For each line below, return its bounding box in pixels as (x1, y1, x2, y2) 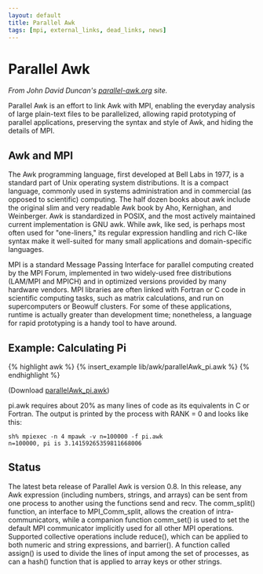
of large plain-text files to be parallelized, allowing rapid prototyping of (8, 109, 236, 119)
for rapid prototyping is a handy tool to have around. (8, 319, 177, 328)
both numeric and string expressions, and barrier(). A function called (8, 539, 230, 550)
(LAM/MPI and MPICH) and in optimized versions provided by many (8, 276, 227, 287)
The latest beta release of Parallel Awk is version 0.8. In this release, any (8, 481, 242, 491)
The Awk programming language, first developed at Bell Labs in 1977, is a (8, 170, 245, 179)
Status (8, 461, 42, 474)
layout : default (8, 11, 61, 20)
